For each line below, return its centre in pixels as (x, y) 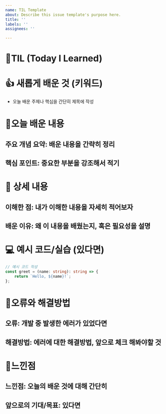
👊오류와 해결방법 (38, 303)
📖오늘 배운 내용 (35, 124)
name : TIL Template (26, 10)
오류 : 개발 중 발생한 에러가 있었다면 (56, 323)
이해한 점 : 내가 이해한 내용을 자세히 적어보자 (69, 207)
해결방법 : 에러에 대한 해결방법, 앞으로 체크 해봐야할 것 (83, 342)
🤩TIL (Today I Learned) (54, 58)
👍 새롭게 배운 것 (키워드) (54, 83)
